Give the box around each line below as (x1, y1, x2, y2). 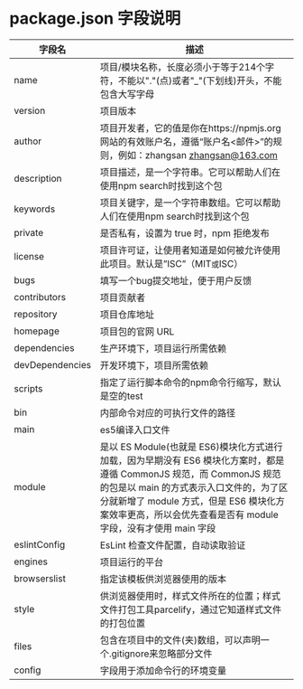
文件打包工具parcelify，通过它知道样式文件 (99, 603, 282, 616)
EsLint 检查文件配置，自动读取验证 (99, 539, 246, 552)
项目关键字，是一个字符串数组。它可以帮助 (99, 196, 281, 209)
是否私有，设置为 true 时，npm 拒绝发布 (99, 227, 270, 240)
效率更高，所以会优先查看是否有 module (108, 508, 280, 521)
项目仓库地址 (99, 308, 155, 321)
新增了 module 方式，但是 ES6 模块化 (117, 495, 277, 507)
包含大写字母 (99, 88, 155, 100)
